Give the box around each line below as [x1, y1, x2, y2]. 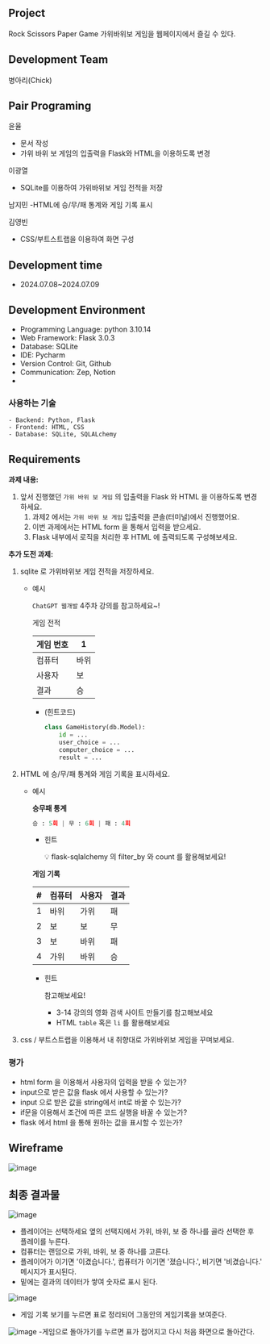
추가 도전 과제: [8, 549, 54, 559]
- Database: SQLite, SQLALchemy [8, 431, 117, 439]
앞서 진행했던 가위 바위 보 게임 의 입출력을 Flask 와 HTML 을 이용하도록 [19, 492, 243, 502]
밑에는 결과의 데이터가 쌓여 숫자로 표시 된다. [19, 1277, 159, 1287]
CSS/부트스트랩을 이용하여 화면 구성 [19, 234, 135, 244]
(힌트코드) [44, 707, 77, 717]
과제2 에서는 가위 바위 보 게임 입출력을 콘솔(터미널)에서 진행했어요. [31, 512, 240, 522]
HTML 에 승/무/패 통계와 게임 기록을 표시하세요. [19, 769, 171, 778]
